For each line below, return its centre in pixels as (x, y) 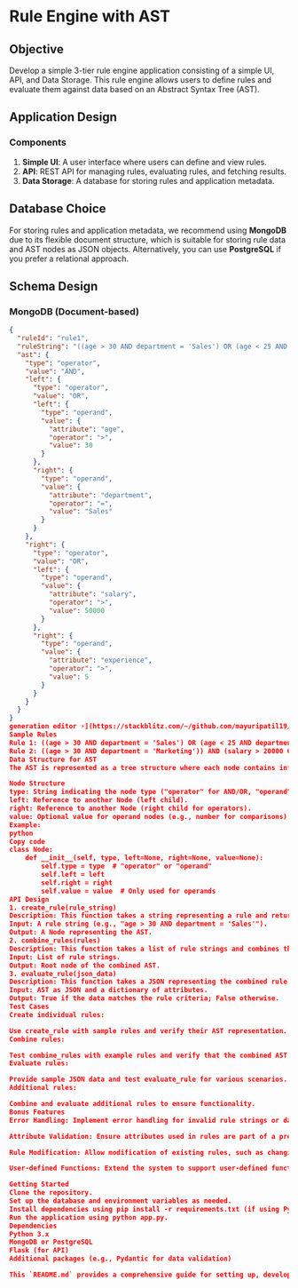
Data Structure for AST (53, 759)
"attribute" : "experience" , (100, 660)
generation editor (43, 727)
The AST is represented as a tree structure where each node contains (142, 767)
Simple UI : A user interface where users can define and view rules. (145, 162)
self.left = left (73, 875)
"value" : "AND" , (55, 371)
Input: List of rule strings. (65, 957)
